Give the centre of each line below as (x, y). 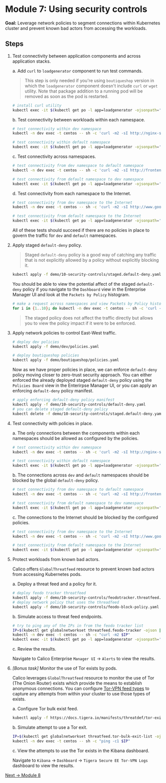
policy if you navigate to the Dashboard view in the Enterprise (84, 289)
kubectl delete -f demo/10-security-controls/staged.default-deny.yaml (88, 414)
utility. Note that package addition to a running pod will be (83, 91)
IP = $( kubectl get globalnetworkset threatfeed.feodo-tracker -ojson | (87, 630)
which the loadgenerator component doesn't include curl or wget (91, 86)
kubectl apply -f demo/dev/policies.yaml (56, 346)
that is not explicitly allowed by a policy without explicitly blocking (92, 260)
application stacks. (31, 61)
